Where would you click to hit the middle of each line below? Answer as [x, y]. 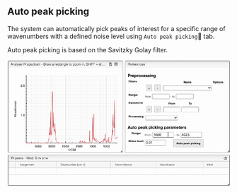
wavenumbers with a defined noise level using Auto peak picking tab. [111, 36]
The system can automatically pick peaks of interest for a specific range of [116, 28]
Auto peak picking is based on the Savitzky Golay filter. [88, 49]
